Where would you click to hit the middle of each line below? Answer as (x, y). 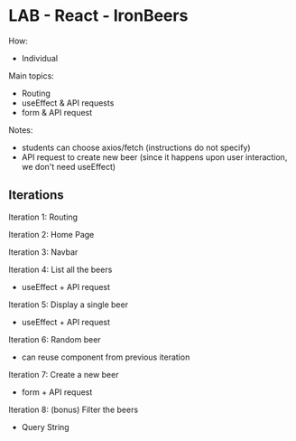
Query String (45, 427)
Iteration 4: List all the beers (60, 269)
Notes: (21, 130)
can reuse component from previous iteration (106, 357)
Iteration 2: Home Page (51, 234)
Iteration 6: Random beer (55, 339)
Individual (40, 58)
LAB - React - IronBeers (98, 16)
